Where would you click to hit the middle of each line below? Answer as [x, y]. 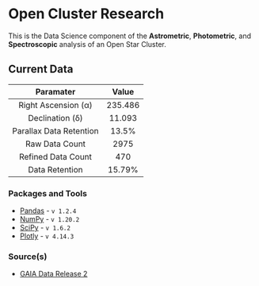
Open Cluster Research [86, 14]
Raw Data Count [55, 144]
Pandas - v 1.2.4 [48, 211]
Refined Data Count [55, 157]
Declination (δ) [55, 118]
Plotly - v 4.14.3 [47, 236]
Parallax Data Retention [55, 130]
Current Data [41, 70]
